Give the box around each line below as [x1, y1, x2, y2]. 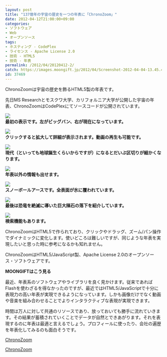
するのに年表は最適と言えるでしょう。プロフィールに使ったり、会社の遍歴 [9, 320, 162, 326]
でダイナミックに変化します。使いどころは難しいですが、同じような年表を [5, 235, 157, 241]
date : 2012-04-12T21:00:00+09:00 [5, 16, 75, 21]
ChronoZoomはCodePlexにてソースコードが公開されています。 [13, 103, 143, 109]
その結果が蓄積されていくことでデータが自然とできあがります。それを [13, 314, 157, 320]
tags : [5, 40, 16, 45]
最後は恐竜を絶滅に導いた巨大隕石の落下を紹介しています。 [5, 202, 127, 208]
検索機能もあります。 [5, 218, 49, 224]
